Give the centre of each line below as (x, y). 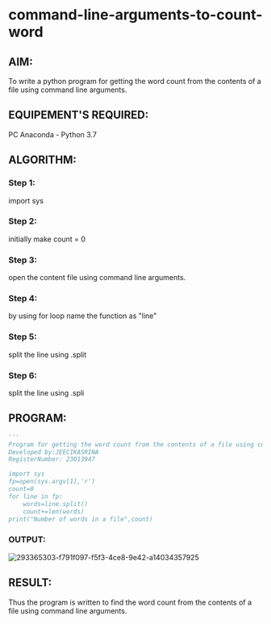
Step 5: (23, 337)
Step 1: (22, 183)
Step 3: (23, 260)
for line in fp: (35, 496)
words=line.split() (56, 504)
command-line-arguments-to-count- (135, 15)
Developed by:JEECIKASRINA (54, 452)
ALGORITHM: (42, 160)
